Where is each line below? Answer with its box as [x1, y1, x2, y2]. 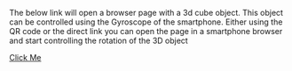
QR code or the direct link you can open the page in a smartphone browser [9, 26, 283, 36]
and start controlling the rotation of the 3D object [9, 35, 188, 46]
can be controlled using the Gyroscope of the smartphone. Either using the [9, 17, 283, 27]
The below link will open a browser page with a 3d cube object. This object [9, 8, 284, 18]
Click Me [9, 53, 42, 62]
